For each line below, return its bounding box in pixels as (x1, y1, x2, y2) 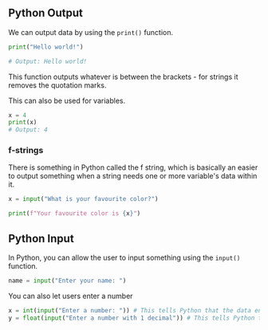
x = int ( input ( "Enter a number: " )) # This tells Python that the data (8, 306, 251, 314)
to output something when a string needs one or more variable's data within (8, 171, 258, 181)
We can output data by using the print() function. (8, 27, 174, 37)
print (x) (8, 119, 37, 127)
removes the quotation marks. (8, 80, 107, 90)
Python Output (8, 6, 84, 20)
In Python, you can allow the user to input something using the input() (8, 253, 241, 262)
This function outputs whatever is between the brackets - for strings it (8, 72, 238, 81)
